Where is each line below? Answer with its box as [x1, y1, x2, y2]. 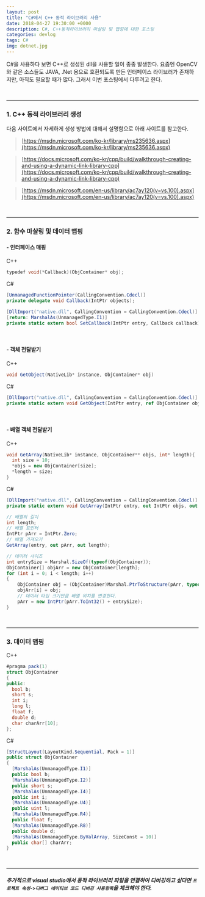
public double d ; [12, 828, 56, 834]
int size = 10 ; [12, 457, 51, 464]
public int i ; [12, 794, 48, 800]
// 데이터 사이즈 [6, 553, 43, 559]
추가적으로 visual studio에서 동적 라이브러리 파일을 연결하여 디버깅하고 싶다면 [6, 876, 192, 884]
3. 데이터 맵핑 [6, 637, 45, 646]
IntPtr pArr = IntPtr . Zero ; [6, 531, 78, 537]
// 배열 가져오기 [6, 536, 43, 543]
